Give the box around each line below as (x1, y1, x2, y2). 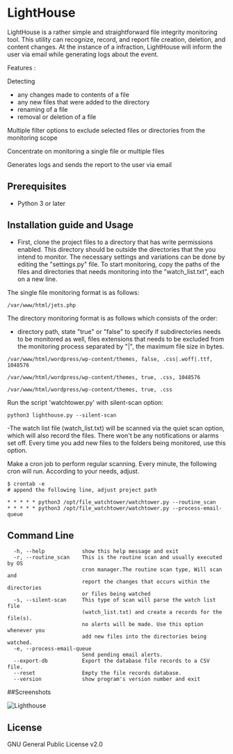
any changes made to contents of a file (17, 90, 130, 99)
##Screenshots (7, 688, 51, 696)
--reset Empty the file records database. (13, 670, 182, 677)
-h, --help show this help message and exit (13, 548, 179, 555)
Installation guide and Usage (7, 219, 134, 231)
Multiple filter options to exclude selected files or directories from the (7, 126, 206, 134)
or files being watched (81, 591, 151, 597)
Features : (7, 63, 36, 72)
